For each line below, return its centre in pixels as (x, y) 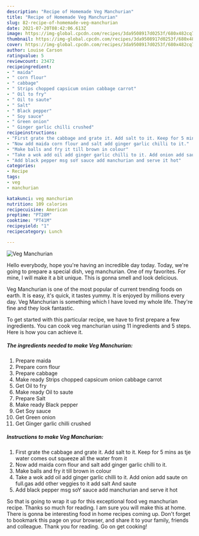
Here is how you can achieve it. (45, 332)
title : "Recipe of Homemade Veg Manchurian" (62, 17)
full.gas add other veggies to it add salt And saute (76, 483)
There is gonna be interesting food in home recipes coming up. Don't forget (99, 513)
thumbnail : (20, 39)
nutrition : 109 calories (37, 204)
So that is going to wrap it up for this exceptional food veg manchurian (92, 501)
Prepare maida (33, 360)
